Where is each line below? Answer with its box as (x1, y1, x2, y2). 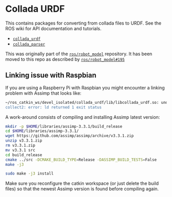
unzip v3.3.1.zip (5, 138, 42, 143)
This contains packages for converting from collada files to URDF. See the (5, 20, 162, 26)
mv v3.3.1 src (5, 147, 36, 152)
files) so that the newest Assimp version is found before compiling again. (5, 186, 159, 192)
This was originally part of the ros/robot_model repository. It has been (5, 51, 153, 57)
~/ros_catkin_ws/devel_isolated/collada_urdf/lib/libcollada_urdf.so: (5, 100, 159, 105)
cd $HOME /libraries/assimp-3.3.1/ (5, 128, 79, 134)
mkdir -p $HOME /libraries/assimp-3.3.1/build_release (5, 124, 123, 129)
